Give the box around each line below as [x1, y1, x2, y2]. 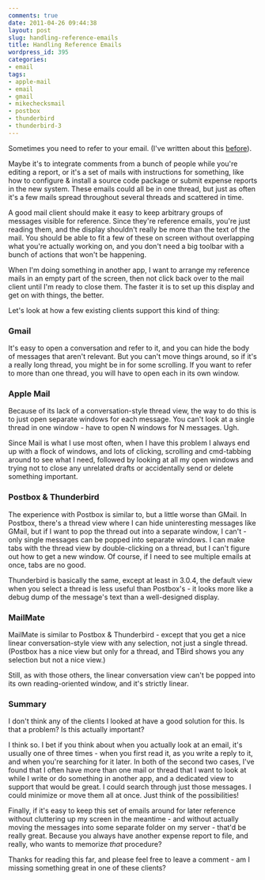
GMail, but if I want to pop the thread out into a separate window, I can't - [8, 527, 247, 536]
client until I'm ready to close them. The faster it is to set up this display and [8, 281, 255, 291]
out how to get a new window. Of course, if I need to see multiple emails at [8, 551, 252, 561]
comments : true [8, 11, 59, 20]
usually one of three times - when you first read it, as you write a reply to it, [8, 749, 253, 758]
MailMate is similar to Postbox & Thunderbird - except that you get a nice [8, 629, 246, 639]
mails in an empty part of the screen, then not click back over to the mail [8, 274, 244, 283]
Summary [8, 698, 47, 709]
